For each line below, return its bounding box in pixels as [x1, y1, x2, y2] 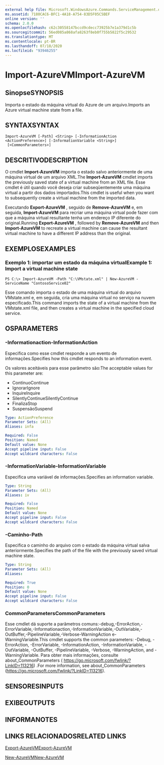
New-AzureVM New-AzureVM [5, 755, 64, 761]
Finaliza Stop [12, 400, 38, 406]
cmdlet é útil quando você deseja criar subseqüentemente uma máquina [5, 185, 150, 191]
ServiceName [5, 281, 29, 286]
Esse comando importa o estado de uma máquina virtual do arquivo [5, 289, 142, 295]
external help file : [5, 7, 47, 12]
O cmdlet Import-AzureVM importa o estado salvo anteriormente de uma [5, 169, 153, 175]
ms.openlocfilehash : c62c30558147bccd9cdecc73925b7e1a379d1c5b [5, 25, 137, 30]
